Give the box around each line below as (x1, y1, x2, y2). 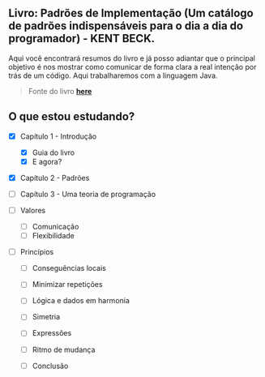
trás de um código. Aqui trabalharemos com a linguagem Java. (8, 71, 218, 80)
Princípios (19, 247, 54, 257)
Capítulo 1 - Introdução (19, 131, 97, 141)
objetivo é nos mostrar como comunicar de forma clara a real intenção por (8, 62, 257, 71)
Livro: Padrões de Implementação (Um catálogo (8, 6, 254, 20)
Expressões (32, 328, 72, 338)
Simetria (32, 312, 61, 322)
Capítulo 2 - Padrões (19, 173, 90, 182)
